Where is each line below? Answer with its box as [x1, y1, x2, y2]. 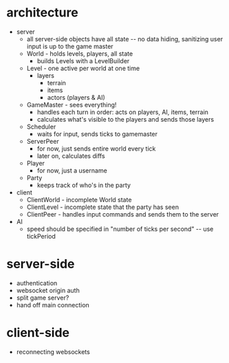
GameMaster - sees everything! [26, 100, 117, 109]
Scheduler [26, 122, 56, 131]
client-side [6, 325, 70, 341]
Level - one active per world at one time [26, 64, 140, 72]
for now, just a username [36, 166, 107, 175]
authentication [16, 278, 58, 287]
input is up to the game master [26, 42, 114, 50]
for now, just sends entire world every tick [36, 144, 156, 153]
